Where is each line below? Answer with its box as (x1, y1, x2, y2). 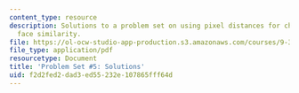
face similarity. (17, 29, 82, 38)
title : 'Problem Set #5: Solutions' (9, 63, 145, 72)
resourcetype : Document (9, 54, 98, 63)
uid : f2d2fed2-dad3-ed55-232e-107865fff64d (9, 71, 174, 80)
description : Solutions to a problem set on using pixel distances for (9, 21, 280, 30)
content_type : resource (9, 12, 98, 22)
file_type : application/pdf (9, 46, 114, 55)
